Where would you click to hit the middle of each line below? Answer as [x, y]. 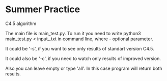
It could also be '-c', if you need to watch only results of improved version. [83, 58]
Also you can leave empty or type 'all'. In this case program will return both [84, 68]
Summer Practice [43, 9]
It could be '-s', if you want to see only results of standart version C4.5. [80, 48]
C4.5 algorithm [21, 23]
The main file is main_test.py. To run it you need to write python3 [73, 33]
